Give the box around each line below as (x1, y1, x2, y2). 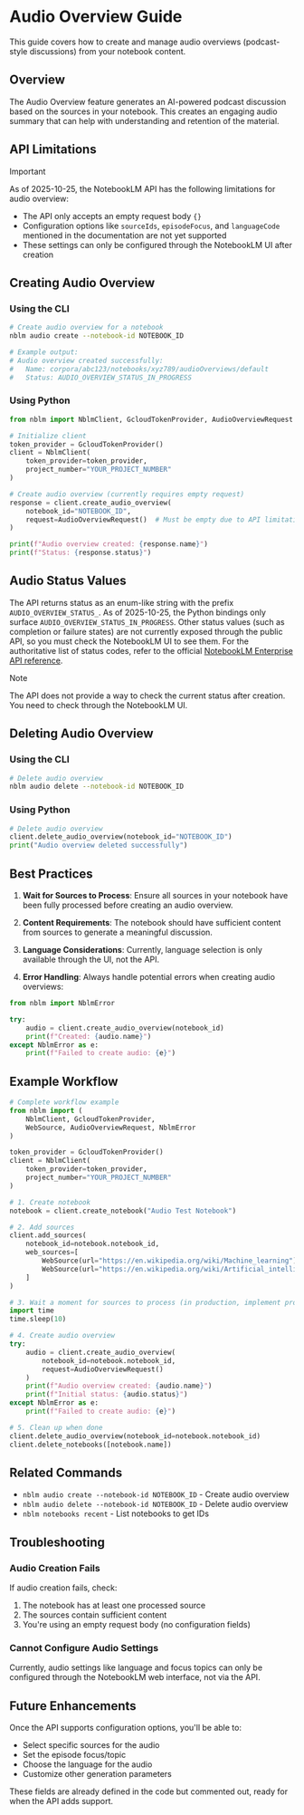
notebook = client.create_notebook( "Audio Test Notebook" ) (9, 1206, 237, 1215)
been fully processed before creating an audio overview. (22, 899, 233, 911)
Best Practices (9, 866, 93, 881)
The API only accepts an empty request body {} (22, 210, 202, 221)
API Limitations (9, 142, 97, 158)
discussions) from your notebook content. (29, 45, 186, 56)
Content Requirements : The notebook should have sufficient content (22, 917, 281, 928)
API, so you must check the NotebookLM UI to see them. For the (9, 636, 249, 647)
